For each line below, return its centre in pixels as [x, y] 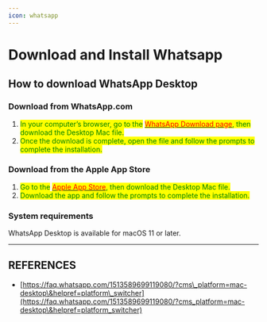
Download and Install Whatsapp [116, 54]
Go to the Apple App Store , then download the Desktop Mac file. [125, 186]
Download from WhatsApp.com [71, 106]
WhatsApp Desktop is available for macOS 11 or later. [95, 233]
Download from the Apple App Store [79, 170]
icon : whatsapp [33, 15]
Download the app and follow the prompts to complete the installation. [135, 195]
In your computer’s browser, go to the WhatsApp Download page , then [135, 124]
